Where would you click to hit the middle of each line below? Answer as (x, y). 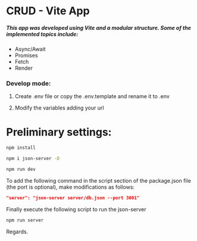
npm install (21, 148)
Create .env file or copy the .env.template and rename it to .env (92, 96)
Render (24, 68)
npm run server (25, 220)
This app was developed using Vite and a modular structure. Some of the (99, 27)
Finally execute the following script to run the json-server (76, 209)
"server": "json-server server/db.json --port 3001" (73, 198)
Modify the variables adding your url (59, 108)
